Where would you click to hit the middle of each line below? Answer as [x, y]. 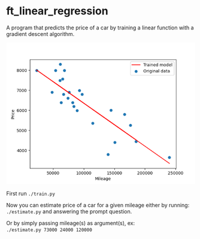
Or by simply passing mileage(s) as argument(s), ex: [71, 223]
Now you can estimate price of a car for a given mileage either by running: [98, 205]
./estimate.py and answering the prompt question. [69, 211]
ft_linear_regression [57, 11]
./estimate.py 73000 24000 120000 [49, 230]
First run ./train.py [31, 193]
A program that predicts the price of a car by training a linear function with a [100, 28]
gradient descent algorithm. [40, 34]
